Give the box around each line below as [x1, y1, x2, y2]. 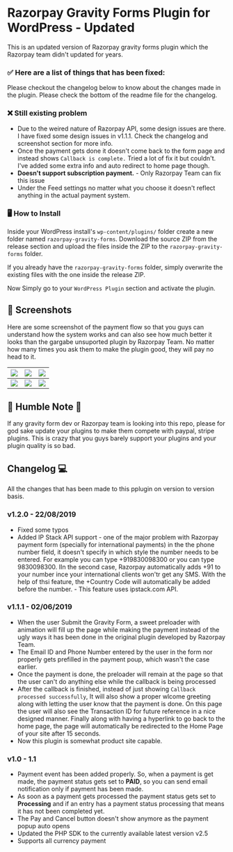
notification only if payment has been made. [17, 785, 144, 793]
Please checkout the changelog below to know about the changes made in [7, 84, 221, 92]
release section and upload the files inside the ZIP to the [7, 242, 168, 251]
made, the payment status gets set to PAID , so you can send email [17, 777, 208, 786]
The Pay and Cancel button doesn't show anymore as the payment [17, 814, 209, 823]
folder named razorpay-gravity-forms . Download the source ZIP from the [7, 234, 218, 243]
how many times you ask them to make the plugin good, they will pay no [7, 345, 214, 353]
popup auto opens [17, 822, 70, 830]
